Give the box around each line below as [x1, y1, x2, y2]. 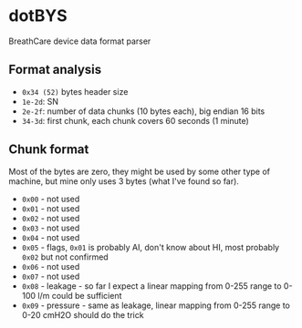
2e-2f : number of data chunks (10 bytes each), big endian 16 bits [21, 106, 266, 117]
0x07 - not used [21, 271, 80, 282]
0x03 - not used [21, 222, 80, 233]
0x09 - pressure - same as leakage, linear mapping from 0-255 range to [21, 300, 291, 311]
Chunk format [8, 142, 89, 158]
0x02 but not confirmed [21, 251, 109, 262]
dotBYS [8, 5, 68, 26]
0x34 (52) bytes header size [21, 86, 129, 97]
